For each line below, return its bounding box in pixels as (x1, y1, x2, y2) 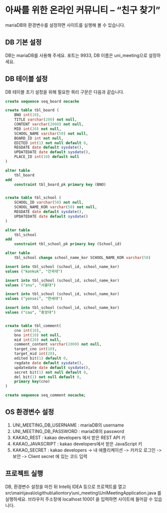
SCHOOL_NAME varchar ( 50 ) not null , (14, 131, 88, 136)
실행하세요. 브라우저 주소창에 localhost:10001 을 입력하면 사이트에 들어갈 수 (5, 496, 153, 502)
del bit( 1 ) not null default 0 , (14, 374, 81, 379)
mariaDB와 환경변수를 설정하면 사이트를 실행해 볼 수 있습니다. (5, 22, 125, 28)
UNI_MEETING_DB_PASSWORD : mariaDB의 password (12, 428, 124, 434)
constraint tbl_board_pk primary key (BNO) (14, 182, 106, 187)
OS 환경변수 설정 (5, 408, 54, 416)
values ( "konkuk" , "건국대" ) (5, 268, 63, 274)
